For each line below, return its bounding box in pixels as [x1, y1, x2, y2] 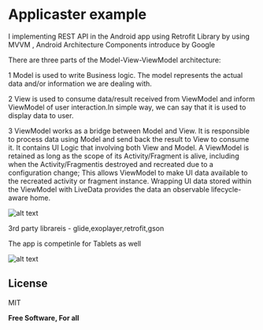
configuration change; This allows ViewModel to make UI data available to [8, 168, 248, 177]
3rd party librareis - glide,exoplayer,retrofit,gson [8, 223, 165, 233]
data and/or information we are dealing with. [8, 79, 152, 88]
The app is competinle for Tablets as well [8, 239, 142, 248]
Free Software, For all [8, 313, 80, 322]
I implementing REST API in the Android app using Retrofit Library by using [8, 32, 250, 41]
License [8, 277, 48, 291]
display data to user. [8, 110, 74, 120]
